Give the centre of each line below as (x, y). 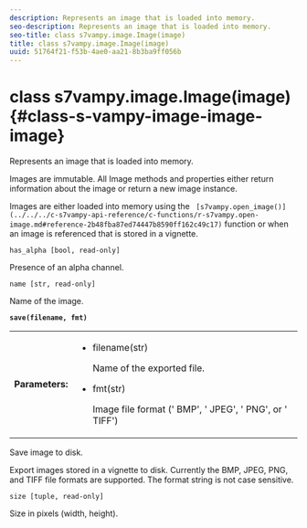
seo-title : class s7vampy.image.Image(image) (97, 35)
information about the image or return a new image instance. (123, 189)
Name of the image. (47, 301)
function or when (257, 224)
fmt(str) (109, 389)
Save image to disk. (47, 452)
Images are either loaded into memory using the (100, 206)
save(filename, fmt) (49, 318)
